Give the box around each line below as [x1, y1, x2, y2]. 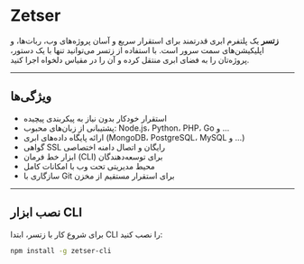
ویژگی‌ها [10, 89, 52, 105]
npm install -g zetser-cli [10, 246, 112, 255]
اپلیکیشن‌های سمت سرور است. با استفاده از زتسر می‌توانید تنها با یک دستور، [10, 44, 264, 55]
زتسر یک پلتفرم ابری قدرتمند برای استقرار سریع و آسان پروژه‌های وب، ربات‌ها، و [10, 35, 279, 46]
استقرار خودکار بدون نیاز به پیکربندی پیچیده [23, 113, 168, 123]
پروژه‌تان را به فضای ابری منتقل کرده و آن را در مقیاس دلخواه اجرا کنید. [10, 54, 250, 65]
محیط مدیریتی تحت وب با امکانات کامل [23, 160, 156, 171]
